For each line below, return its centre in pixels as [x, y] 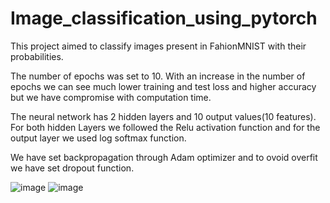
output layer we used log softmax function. [98, 138]
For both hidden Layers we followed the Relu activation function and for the [165, 127]
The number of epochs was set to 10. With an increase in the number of [158, 76]
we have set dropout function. [72, 168]
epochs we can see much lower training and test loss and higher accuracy [163, 86]
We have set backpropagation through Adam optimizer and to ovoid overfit [164, 157]
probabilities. [37, 56]
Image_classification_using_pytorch [164, 18]
